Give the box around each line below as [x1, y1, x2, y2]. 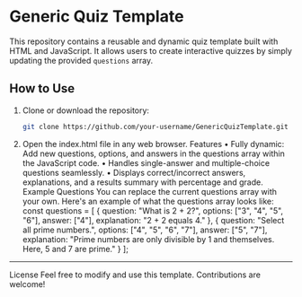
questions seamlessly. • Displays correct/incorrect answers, [22, 167, 246, 178]
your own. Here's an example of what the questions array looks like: [22, 196, 274, 206]
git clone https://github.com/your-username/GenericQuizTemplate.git [22, 122, 289, 131]
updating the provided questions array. [9, 55, 154, 66]
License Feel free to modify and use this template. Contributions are [9, 269, 261, 280]
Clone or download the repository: [22, 105, 150, 116]
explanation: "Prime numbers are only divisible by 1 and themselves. [22, 233, 275, 244]
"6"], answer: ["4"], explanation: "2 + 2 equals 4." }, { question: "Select [22, 214, 285, 225]
